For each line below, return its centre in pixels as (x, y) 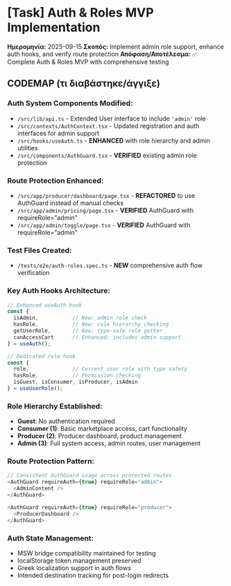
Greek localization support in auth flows (74, 568)
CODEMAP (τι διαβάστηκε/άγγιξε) (84, 83)
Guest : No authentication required (66, 421)
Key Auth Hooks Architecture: (59, 291)
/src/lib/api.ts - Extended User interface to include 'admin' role (111, 118)
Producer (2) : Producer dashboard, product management (100, 436)
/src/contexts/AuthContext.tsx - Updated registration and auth (108, 125)
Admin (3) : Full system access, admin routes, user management (109, 443)
